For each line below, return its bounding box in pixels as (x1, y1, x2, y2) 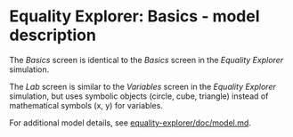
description (9, 25, 96, 45)
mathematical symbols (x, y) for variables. (9, 100, 163, 110)
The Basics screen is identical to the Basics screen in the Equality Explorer (9, 54, 283, 65)
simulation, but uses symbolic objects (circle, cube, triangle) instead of (9, 91, 269, 101)
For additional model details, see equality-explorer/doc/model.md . (9, 117, 252, 128)
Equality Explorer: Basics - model (9, 6, 260, 27)
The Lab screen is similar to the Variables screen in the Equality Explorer (9, 81, 276, 92)
